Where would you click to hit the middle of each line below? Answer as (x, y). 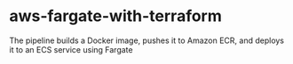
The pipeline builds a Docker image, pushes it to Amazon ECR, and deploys (147, 40)
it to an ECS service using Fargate (71, 49)
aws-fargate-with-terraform (115, 16)
